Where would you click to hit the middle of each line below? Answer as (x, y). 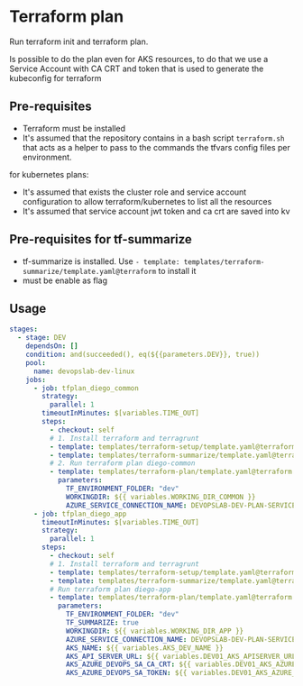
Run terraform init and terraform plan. (79, 41)
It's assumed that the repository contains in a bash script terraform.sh (153, 138)
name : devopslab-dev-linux (84, 371)
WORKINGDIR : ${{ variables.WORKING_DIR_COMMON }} (161, 497)
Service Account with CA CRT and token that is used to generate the (137, 69)
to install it (177, 270)
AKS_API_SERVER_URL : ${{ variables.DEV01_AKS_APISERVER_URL (181, 656)
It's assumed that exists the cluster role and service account (134, 192)
